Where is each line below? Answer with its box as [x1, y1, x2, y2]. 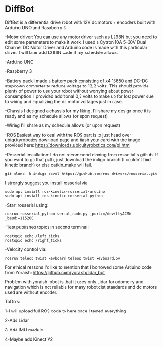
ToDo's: [5, 298, 21, 304]
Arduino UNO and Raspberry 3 [5, 24, 66, 30]
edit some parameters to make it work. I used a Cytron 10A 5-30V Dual [5, 39, 147, 45]
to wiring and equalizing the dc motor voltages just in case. [5, 98, 123, 104]
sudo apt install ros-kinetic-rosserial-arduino [5, 189, 105, 194]
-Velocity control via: [5, 246, 47, 252]
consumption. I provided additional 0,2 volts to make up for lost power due [5, 93, 154, 99]
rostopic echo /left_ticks [5, 233, 60, 239]
